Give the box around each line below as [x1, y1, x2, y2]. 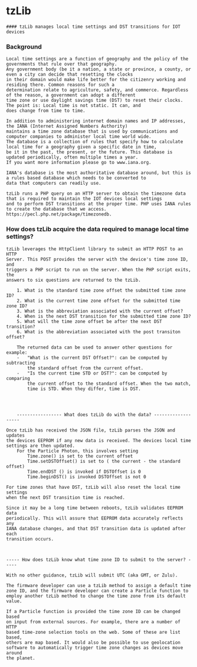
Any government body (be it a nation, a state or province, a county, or [6, 66, 192, 72]
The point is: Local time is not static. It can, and [6, 102, 142, 109]
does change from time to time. [6, 108, 86, 114]
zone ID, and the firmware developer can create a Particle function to [6, 588, 189, 594]
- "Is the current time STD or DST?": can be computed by [17, 370, 168, 376]
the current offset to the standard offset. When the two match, [27, 381, 192, 386]
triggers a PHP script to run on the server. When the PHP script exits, [6, 266, 192, 273]
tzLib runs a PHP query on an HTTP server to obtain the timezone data [6, 191, 186, 196]
